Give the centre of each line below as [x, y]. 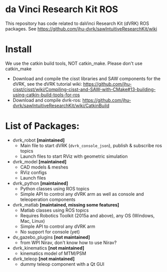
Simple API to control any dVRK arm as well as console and [82, 194]
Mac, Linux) [32, 221]
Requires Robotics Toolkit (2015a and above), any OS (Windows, [87, 215]
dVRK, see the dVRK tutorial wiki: [47, 84]
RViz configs [34, 172]
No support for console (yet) [50, 231]
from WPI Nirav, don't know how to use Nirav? [68, 243]
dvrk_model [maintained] [40, 161]
